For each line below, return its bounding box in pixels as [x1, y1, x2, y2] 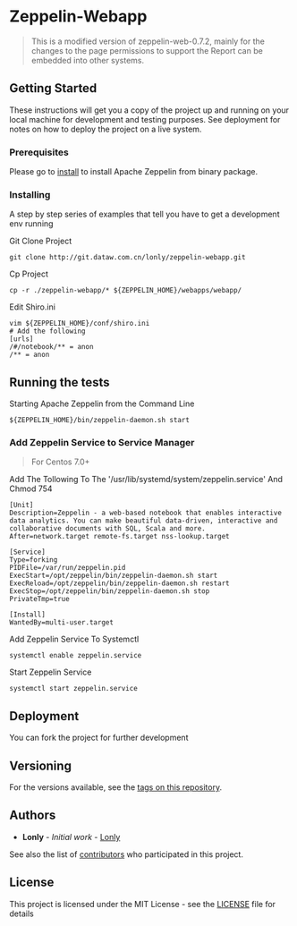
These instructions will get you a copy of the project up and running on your [9, 105, 289, 115]
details [9, 908, 34, 919]
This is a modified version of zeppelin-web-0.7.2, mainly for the [30, 36, 266, 47]
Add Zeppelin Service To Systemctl [9, 633, 140, 645]
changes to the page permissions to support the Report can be [30, 45, 264, 55]
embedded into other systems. [30, 55, 145, 65]
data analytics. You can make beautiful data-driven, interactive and [9, 516, 278, 525]
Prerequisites [9, 146, 69, 158]
